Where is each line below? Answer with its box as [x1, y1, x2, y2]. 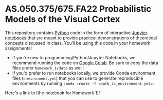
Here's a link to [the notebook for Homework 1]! [5, 90, 100, 96]
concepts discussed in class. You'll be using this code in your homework [5, 40, 151, 46]
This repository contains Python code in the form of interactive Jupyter [5, 30, 147, 35]
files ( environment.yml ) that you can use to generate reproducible [12, 75, 144, 81]
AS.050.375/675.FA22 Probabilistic [5, 3, 152, 15]
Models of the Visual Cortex [5, 14, 120, 25]
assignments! [5, 45, 32, 51]
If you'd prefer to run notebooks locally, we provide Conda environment [12, 70, 156, 76]
